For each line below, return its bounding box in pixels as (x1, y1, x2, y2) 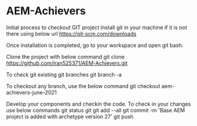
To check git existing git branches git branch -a (6, 71, 122, 78)
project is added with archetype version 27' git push (6, 113, 134, 120)
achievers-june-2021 (6, 89, 57, 96)
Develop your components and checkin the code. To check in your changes (6, 100, 191, 108)
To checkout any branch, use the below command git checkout (6, 82, 160, 90)
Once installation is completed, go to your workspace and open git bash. (6, 42, 184, 49)
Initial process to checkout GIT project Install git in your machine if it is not (6, 24, 188, 31)
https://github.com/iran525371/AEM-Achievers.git (6, 59, 128, 67)
